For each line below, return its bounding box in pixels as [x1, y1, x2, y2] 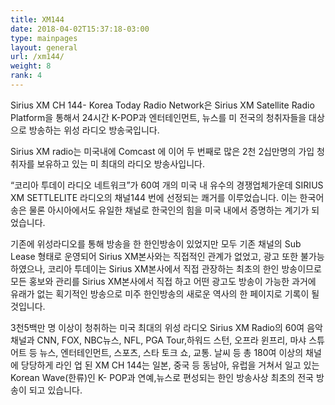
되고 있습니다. [28, 384, 83, 396]
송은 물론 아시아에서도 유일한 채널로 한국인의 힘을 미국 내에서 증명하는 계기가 [10, 204, 310, 216]
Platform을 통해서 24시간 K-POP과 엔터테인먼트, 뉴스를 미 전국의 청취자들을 [10, 111, 307, 123]
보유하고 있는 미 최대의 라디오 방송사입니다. [36, 157, 206, 170]
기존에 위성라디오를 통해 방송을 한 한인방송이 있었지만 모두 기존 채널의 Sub [10, 237, 302, 250]
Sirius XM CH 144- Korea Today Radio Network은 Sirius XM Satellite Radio [10, 99, 315, 111]
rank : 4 [10, 71, 43, 81]
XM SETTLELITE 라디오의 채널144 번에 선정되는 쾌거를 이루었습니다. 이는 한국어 [10, 191, 325, 203]
